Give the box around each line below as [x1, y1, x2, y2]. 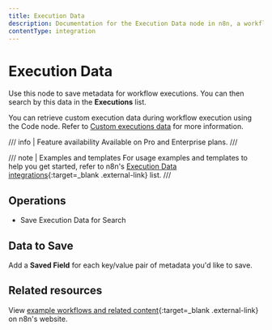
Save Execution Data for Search [19, 216, 127, 225]
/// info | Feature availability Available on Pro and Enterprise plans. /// [8, 137, 238, 147]
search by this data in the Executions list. [8, 97, 147, 107]
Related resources [8, 284, 103, 298]
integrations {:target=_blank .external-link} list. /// [8, 170, 172, 180]
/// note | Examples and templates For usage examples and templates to [8, 153, 249, 163]
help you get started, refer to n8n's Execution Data [8, 161, 177, 171]
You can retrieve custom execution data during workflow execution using [8, 113, 253, 122]
